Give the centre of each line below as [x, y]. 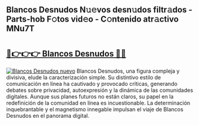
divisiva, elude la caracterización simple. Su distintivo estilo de [84, 77]
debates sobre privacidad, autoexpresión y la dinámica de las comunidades [100, 90]
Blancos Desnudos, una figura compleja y [128, 71]
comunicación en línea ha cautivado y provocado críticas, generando [92, 84]
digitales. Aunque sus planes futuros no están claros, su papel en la [90, 96]
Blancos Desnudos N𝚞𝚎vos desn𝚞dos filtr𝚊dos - [99, 10]
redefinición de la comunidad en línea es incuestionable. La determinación [98, 103]
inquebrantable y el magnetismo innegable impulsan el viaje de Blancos [95, 109]
